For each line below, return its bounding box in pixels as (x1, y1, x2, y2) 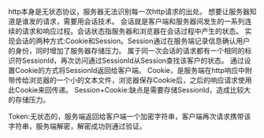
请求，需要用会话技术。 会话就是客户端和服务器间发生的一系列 (42, 16, 245, 26)
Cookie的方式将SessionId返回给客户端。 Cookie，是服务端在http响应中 (14, 66, 246, 74)
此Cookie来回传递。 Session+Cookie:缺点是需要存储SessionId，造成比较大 (8, 85, 251, 94)
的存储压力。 (8, 95, 50, 104)
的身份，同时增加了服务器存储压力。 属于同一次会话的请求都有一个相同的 (8, 46, 245, 55)
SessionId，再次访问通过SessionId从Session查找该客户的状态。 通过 (21, 56, 244, 65)
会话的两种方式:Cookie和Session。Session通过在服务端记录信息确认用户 (14, 36, 251, 45)
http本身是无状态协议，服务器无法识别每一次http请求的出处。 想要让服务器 (8, 7, 250, 16)
